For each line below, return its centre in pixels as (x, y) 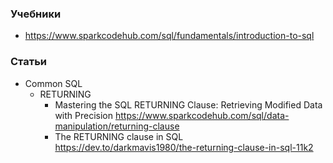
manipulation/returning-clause (117, 126)
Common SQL (53, 83)
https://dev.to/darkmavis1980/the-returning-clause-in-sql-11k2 (184, 147)
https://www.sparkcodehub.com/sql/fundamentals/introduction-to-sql (169, 36)
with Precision (84, 115)
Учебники (36, 14)
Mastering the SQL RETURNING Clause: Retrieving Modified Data (188, 104)
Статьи (29, 62)
